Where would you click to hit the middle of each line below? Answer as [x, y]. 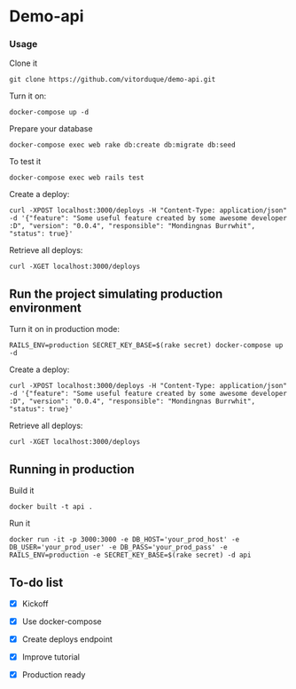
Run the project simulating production [116, 293]
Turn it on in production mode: [64, 329]
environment [45, 308]
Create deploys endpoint [67, 639]
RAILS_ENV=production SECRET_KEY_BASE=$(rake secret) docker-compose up [146, 345]
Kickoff [35, 603]
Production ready [54, 675]
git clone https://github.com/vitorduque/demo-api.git [113, 80]
